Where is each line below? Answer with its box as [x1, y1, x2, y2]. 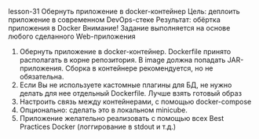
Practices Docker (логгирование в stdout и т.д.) [19, 122, 177, 131]
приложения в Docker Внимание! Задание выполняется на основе [8, 24, 231, 32]
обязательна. [19, 72, 64, 81]
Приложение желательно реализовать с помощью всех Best [19, 114, 224, 123]
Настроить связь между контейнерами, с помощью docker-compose [19, 97, 252, 106]
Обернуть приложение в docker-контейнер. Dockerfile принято [19, 47, 232, 56]
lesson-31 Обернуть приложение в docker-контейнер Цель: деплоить [8, 7, 241, 16]
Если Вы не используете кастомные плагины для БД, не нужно [19, 80, 232, 90]
